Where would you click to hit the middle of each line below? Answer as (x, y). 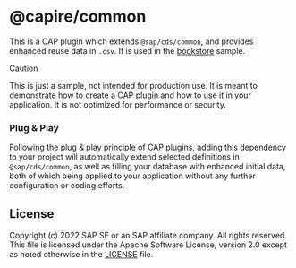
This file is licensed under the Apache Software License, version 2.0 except (148, 245)
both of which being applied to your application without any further (133, 176)
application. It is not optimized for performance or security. (118, 104)
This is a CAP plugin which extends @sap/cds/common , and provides (131, 41)
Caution (24, 68)
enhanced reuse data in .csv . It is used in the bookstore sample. (127, 50)
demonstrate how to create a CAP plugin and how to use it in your (131, 95)
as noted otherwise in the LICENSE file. (81, 255)
